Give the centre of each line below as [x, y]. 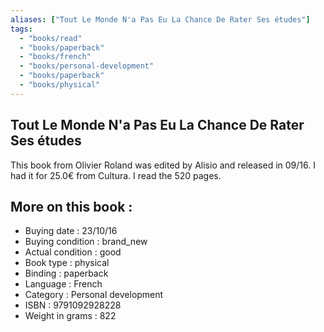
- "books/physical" [60, 85]
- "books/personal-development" [87, 66]
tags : [21, 29]
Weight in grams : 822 [70, 316]
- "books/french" [55, 57]
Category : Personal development [94, 295]
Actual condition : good [73, 252]
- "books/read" [51, 38]
